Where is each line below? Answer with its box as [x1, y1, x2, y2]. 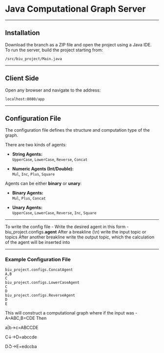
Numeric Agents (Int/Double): [12, 166, 74, 172]
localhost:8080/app [5, 97, 45, 101]
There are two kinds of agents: [5, 142, 67, 148]
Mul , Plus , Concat [12, 195, 46, 201]
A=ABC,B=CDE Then [5, 315, 47, 321]
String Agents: [12, 151, 43, 157]
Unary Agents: [12, 205, 43, 211]
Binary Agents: [12, 190, 43, 196]
